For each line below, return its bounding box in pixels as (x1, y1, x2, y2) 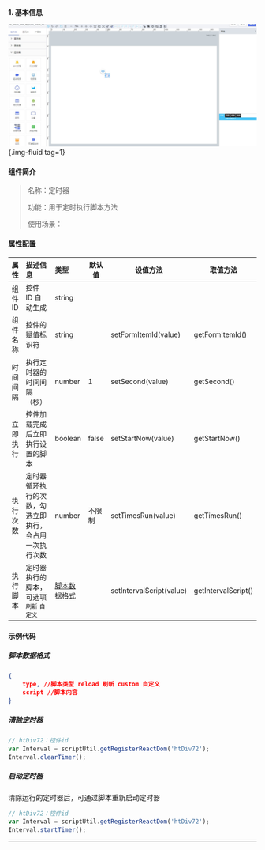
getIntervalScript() (193, 585, 254, 595)
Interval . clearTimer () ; (8, 753, 87, 761)
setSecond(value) (110, 377, 169, 387)
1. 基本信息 (8, 8, 43, 17)
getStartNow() (193, 434, 241, 444)
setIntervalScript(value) (110, 585, 188, 595)
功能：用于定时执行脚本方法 (27, 202, 118, 212)
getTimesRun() (193, 510, 243, 520)
